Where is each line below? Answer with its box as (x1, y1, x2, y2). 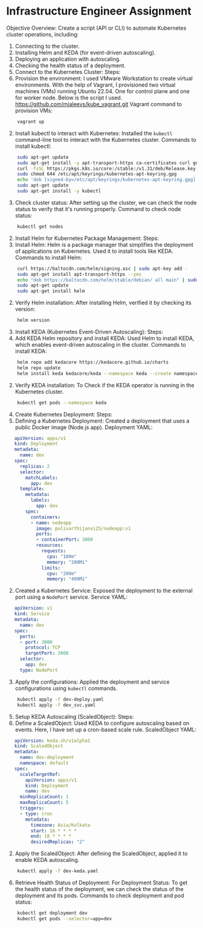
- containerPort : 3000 (36, 536, 94, 543)
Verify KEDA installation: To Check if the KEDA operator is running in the (14, 381, 195, 389)
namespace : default (19, 760, 69, 766)
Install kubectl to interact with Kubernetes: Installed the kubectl (14, 129, 173, 137)
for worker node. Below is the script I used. (14, 94, 123, 101)
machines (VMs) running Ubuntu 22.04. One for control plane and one (14, 87, 190, 95)
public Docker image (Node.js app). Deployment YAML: (14, 423, 153, 431)
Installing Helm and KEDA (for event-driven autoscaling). (14, 48, 156, 56)
